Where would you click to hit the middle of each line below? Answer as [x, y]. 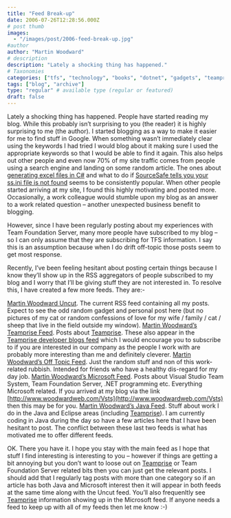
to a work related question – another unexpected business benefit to [104, 205]
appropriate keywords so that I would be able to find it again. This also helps [115, 153]
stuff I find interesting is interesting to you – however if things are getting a [112, 456]
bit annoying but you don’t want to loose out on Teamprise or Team [102, 463]
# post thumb [26, 26]
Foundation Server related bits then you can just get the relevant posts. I [109, 470]
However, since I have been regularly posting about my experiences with [110, 225]
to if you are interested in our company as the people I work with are [104, 347]
